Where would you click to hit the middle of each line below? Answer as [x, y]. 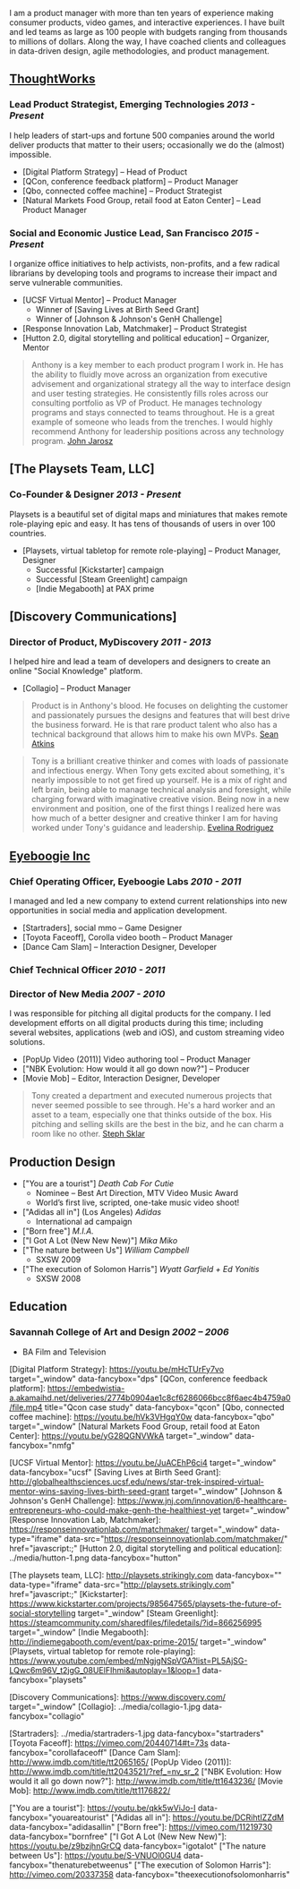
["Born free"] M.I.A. [58, 1231]
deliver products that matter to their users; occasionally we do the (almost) [147, 145]
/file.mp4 [26, 1407]
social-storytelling [43, 1613]
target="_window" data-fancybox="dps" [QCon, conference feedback [139, 1379]
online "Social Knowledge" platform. [76, 671]
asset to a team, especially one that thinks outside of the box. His [151, 1115]
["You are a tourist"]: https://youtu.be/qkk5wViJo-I [103, 1808]
